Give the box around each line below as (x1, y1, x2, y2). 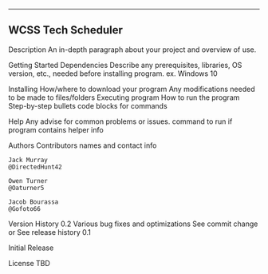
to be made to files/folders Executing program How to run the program (8, 93, 240, 102)
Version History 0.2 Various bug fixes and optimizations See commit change (8, 219, 258, 228)
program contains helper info (8, 125, 104, 134)
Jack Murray (8, 156, 48, 164)
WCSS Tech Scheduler (8, 23, 124, 37)
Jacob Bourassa (8, 197, 59, 206)
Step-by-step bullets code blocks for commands (8, 101, 167, 110)
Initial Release (8, 243, 54, 252)
